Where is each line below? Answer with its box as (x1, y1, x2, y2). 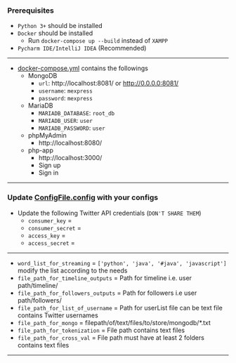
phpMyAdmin (27, 131, 67, 140)
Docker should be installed (17, 29, 93, 37)
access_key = (27, 231, 66, 239)
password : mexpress (38, 94, 93, 103)
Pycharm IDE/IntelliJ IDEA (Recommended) (17, 44, 147, 53)
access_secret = (27, 238, 75, 247)
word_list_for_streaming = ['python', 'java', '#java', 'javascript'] (17, 258, 227, 267)
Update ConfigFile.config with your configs (7, 192, 159, 202)
